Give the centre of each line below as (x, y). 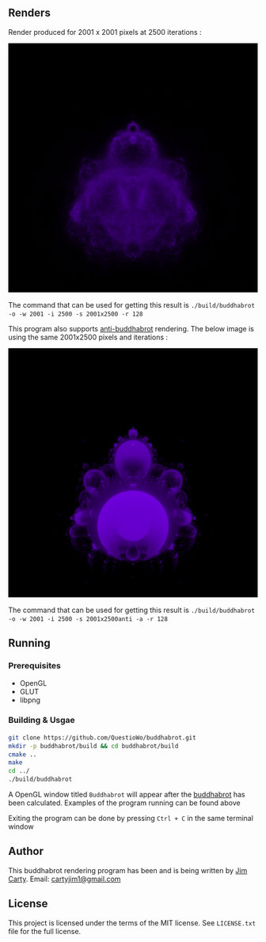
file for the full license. (45, 931)
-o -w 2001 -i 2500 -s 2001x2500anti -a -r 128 (88, 619)
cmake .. (23, 755)
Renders (30, 13)
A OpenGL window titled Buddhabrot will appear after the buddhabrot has (127, 795)
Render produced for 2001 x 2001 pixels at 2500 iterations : (105, 32)
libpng (30, 700)
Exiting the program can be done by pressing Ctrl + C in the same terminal (131, 819)
